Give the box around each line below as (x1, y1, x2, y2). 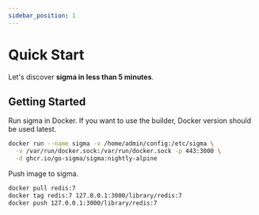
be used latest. (8, 125, 57, 134)
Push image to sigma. (8, 169, 79, 179)
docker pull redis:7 (8, 184, 77, 192)
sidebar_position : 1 (8, 11, 77, 20)
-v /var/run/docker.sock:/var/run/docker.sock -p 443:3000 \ (15, 148, 222, 155)
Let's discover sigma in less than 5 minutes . (8, 72, 154, 82)
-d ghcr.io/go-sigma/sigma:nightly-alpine (15, 155, 158, 163)
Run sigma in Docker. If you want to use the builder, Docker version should (8, 116, 252, 125)
